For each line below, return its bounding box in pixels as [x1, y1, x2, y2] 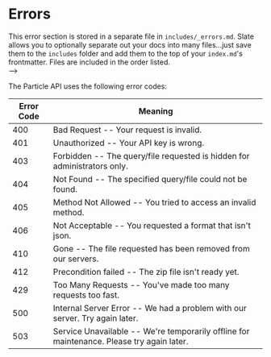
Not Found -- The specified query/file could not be [52, 173, 248, 185]
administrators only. [52, 160, 128, 172]
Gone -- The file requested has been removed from [52, 243, 250, 254]
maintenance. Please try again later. [52, 335, 189, 347]
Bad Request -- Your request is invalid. [52, 124, 202, 135]
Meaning [138, 106, 173, 117]
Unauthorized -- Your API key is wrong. [52, 137, 204, 148]
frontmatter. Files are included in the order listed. [8, 57, 171, 67]
